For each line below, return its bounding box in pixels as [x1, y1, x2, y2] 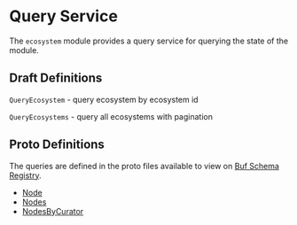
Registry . [9, 170, 42, 181]
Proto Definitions [9, 137, 105, 152]
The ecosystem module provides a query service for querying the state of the [9, 35, 289, 46]
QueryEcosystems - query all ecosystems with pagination [9, 111, 213, 121]
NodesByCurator [21, 206, 84, 216]
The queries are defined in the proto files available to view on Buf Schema [9, 160, 279, 171]
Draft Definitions [9, 71, 103, 86]
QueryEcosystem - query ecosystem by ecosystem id [9, 94, 199, 105]
